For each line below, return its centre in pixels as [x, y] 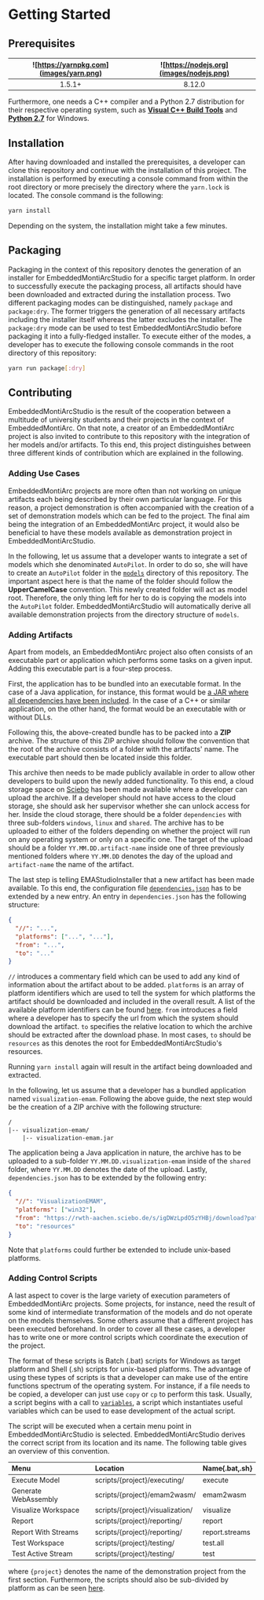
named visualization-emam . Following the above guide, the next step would [130, 1099]
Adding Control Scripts [53, 1278]
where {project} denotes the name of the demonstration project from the [127, 1571]
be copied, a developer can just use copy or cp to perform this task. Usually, [130, 1394]
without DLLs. [31, 717]
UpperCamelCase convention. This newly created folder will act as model [128, 589]
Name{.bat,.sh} [228, 1468]
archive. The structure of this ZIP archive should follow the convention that [129, 741]
